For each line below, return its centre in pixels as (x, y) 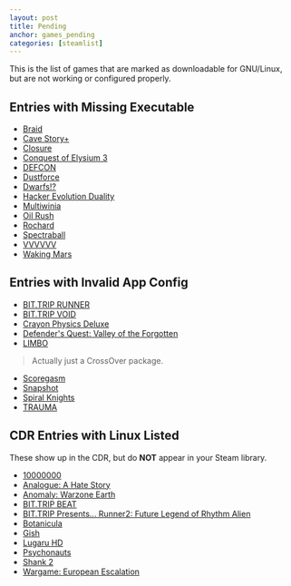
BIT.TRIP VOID (49, 314)
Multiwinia (42, 206)
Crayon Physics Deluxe (66, 324)
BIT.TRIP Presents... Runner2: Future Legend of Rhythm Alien (136, 513)
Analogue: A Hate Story (66, 484)
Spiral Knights (48, 397)
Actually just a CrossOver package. (97, 360)
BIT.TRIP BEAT (49, 503)
